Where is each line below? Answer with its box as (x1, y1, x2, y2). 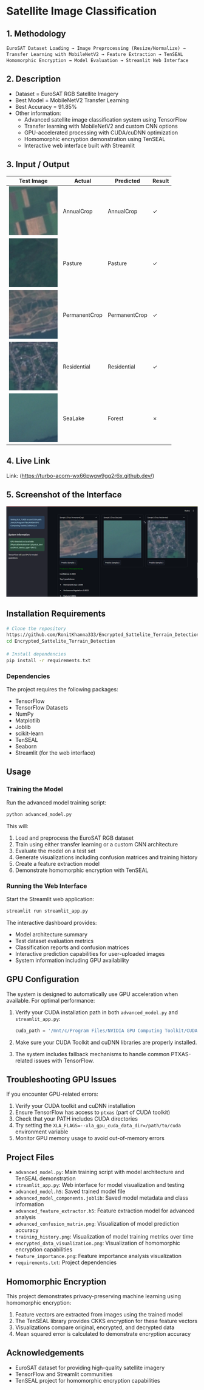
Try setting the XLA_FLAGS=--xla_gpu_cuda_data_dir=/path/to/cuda (15, 1122, 181, 1129)
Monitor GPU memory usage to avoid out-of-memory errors (15, 1135, 165, 1142)
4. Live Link (6, 456, 50, 466)
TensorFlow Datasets (15, 704, 69, 711)
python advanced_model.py (6, 811, 72, 817)
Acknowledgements (6, 1348, 84, 1358)
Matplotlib (15, 717, 41, 724)
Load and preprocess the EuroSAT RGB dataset (15, 834, 134, 842)
